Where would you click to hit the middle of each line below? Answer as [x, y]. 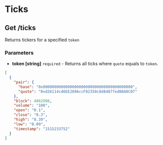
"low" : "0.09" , [30, 124]
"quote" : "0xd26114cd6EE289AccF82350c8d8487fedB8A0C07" [77, 91]
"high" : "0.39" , [31, 120]
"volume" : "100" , [32, 106]
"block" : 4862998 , [33, 101]
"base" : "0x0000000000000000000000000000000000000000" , [77, 87]
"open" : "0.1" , [30, 110]
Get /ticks [20, 28]
